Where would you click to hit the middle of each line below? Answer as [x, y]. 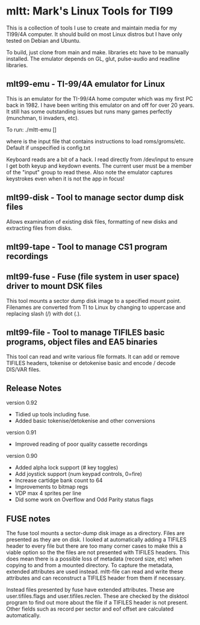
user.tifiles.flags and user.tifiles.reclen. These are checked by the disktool [98, 596]
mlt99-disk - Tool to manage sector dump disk [95, 198]
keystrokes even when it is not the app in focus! [65, 179]
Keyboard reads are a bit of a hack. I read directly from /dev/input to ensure [100, 159]
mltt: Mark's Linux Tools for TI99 [90, 11]
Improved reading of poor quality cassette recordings [81, 444]
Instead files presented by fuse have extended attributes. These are [90, 590]
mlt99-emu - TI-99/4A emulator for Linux [86, 84]
